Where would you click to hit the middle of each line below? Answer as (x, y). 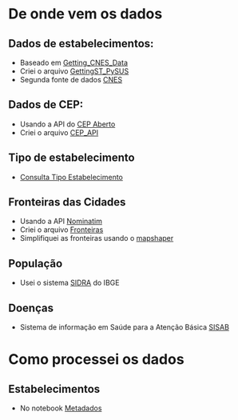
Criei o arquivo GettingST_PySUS (74, 71)
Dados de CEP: (46, 105)
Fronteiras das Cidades (67, 202)
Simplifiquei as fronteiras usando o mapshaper (97, 238)
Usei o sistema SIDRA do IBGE (69, 283)
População (36, 264)
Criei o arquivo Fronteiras (61, 230)
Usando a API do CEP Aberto (67, 124)
